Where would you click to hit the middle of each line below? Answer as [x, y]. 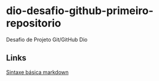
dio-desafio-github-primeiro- [80, 11]
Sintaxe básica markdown [37, 72]
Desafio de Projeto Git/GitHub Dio [47, 39]
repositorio [34, 23]
